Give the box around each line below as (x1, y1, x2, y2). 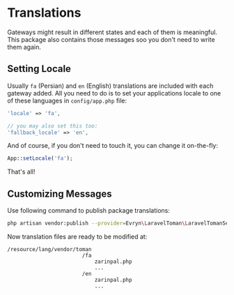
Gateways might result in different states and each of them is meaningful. (7, 28, 218, 36)
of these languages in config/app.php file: (7, 96, 127, 105)
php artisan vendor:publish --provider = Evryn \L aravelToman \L (7, 220, 189, 227)
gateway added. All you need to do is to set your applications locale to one (7, 89, 221, 97)
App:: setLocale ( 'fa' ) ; (7, 155, 73, 162)
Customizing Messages (7, 188, 112, 199)
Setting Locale (7, 63, 72, 75)
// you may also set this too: (7, 122, 98, 130)
